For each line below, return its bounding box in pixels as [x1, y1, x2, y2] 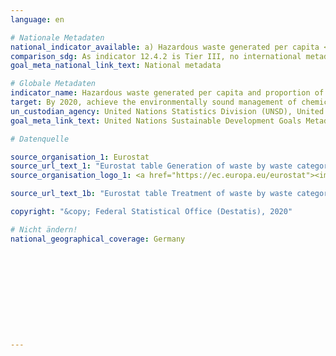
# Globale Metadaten [10, 79, 97, 89]
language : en [10, 14, 65, 25]
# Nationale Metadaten [10, 32, 105, 43]
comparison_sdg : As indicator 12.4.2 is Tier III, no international [10, 51, 302, 61]
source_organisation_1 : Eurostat [10, 152, 150, 162]
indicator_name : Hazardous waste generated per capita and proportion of [10, 88, 325, 98]
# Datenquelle [10, 134, 70, 144]
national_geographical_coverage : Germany [10, 234, 186, 244]
